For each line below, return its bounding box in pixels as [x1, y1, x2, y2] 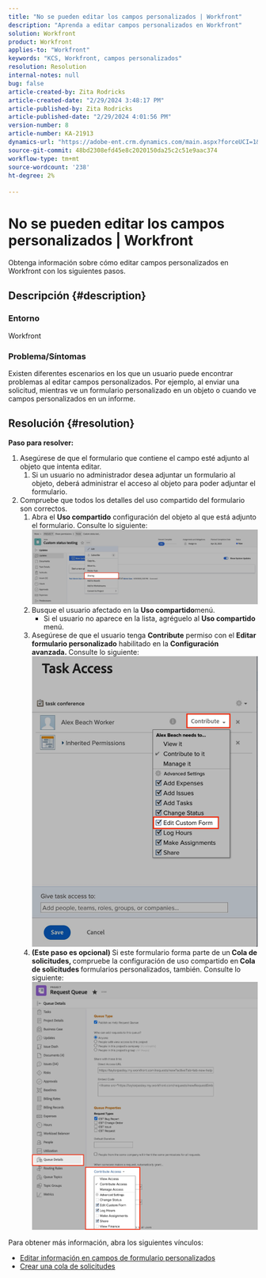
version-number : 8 [8, 121, 69, 130]
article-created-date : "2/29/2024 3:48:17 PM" [8, 96, 165, 105]
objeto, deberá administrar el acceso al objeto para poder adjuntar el [31, 478, 256, 488]
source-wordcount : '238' [8, 163, 90, 171]
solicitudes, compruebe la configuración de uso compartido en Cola [31, 957, 256, 966]
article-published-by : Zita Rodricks [8, 105, 133, 112]
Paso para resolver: [8, 438, 74, 447]
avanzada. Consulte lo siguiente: [31, 647, 140, 656]
